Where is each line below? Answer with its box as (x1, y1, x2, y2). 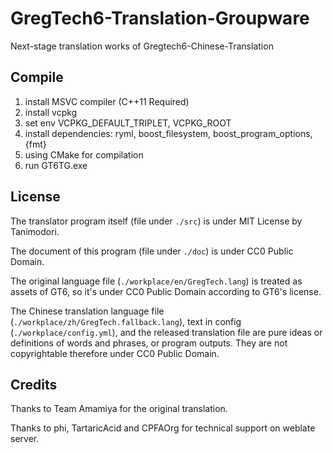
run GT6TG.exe (24, 159, 88, 171)
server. (10, 433, 40, 445)
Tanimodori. (10, 225, 60, 237)
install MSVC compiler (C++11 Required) (24, 95, 190, 107)
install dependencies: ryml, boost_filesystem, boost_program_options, (24, 127, 313, 139)
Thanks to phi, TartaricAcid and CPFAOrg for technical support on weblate (10, 422, 316, 434)
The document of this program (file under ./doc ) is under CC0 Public (10, 245, 294, 257)
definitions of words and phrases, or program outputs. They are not (10, 337, 288, 349)
